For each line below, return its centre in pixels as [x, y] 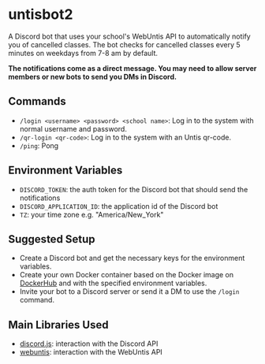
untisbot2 [41, 15]
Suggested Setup [52, 239]
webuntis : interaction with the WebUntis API [91, 352]
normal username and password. [73, 128]
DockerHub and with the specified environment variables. [113, 283]
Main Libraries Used [58, 325]
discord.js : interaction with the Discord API [89, 344]
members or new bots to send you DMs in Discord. [93, 76]
